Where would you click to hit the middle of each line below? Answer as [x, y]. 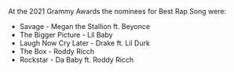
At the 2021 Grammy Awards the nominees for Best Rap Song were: [117, 11]
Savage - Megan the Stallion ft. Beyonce [85, 26]
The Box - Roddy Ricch [57, 51]
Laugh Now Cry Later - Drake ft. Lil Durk [85, 43]
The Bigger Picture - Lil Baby [66, 35]
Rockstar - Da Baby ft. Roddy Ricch [77, 59]
